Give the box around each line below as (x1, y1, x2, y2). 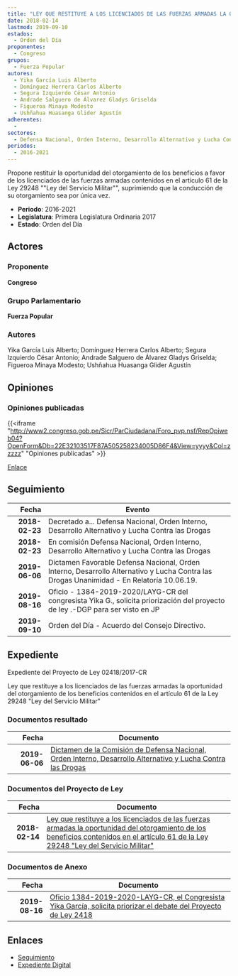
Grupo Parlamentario (7, 295, 81, 305)
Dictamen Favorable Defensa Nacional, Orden (48, 557, 200, 567)
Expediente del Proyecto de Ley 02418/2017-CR (7, 668, 147, 676)
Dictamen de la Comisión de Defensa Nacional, (50, 744, 207, 754)
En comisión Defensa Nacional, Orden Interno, (48, 537, 202, 547)
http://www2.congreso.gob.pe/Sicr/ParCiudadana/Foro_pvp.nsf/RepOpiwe (10, 426, 228, 435)
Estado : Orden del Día (17, 220, 83, 228)
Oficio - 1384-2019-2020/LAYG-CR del (48, 587, 188, 597)
